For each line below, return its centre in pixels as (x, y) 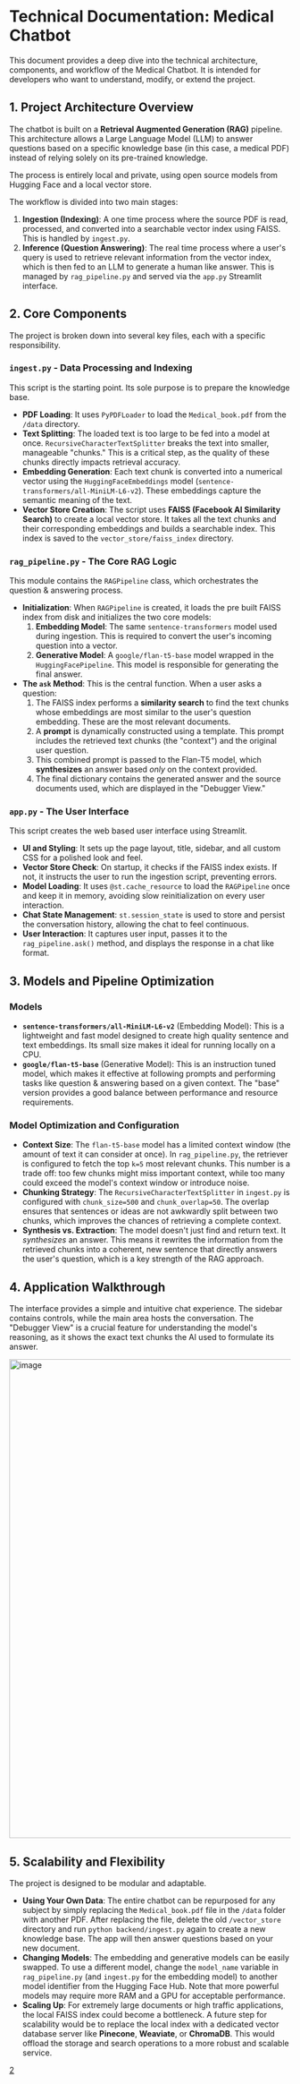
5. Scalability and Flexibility (87, 1862)
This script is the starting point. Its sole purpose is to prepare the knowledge (150, 388)
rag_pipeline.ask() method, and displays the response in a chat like (148, 944)
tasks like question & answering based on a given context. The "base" (151, 1083)
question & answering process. (66, 590)
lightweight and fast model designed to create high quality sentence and (155, 1036)
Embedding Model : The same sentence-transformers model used (156, 627)
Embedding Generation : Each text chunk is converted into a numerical (152, 471)
